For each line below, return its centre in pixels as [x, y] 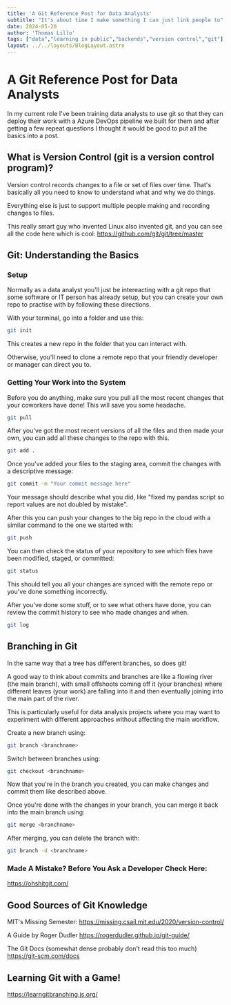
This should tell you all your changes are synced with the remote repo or [110, 584]
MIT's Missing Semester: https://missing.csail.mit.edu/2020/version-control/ [115, 922]
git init [20, 331]
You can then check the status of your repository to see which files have [110, 551]
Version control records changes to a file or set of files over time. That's [109, 184]
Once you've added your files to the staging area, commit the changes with [114, 464]
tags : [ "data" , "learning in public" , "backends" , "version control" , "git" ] [115, 39]
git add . [21, 451]
